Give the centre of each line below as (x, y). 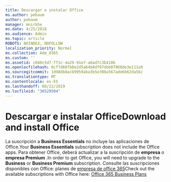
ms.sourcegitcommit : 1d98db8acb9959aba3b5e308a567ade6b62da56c (74, 72)
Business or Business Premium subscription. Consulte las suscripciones (82, 163)
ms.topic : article (25, 39)
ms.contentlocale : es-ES (32, 82)
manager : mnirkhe (24, 24)
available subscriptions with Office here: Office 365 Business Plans (76, 174)
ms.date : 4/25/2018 (26, 29)
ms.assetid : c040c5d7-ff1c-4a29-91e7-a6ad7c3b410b (60, 63)
